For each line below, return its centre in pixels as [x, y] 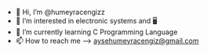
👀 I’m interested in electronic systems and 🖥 [86, 21]
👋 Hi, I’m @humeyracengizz [60, 12]
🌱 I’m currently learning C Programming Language [96, 32]
